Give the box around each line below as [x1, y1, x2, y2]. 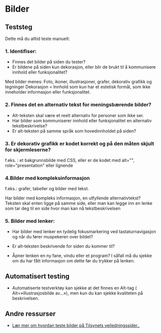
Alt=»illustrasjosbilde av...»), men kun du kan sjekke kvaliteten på [12, 290, 143, 296]
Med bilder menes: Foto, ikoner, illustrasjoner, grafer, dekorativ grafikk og [5, 79, 152, 85]
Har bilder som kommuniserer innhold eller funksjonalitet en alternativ [12, 118, 152, 123]
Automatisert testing [5, 272, 70, 280]
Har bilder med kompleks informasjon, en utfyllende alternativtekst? [5, 195, 141, 201]
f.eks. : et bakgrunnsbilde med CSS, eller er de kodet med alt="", [5, 157, 135, 163]
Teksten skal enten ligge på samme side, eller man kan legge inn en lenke [5, 200, 153, 206]
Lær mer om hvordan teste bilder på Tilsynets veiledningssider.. [12, 323, 140, 329]
